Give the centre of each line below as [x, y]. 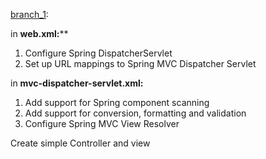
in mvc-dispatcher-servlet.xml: [77, 83]
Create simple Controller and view [80, 143]
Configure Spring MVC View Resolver [102, 123]
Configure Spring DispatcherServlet [98, 53]
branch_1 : [29, 14]
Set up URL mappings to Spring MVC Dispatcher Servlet [140, 63]
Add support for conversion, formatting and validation [135, 113]
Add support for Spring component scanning [117, 102]
